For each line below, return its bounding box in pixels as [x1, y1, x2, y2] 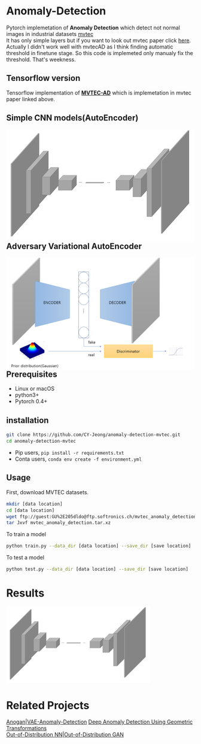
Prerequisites [6, 369, 57, 379]
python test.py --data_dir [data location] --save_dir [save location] [6, 566, 188, 573]
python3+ [14, 391, 39, 399]
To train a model [6, 531, 47, 538]
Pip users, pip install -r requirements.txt [14, 449, 124, 456]
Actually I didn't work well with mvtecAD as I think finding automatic [6, 43, 173, 50]
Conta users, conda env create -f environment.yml [14, 455, 142, 462]
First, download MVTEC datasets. [6, 488, 89, 495]
